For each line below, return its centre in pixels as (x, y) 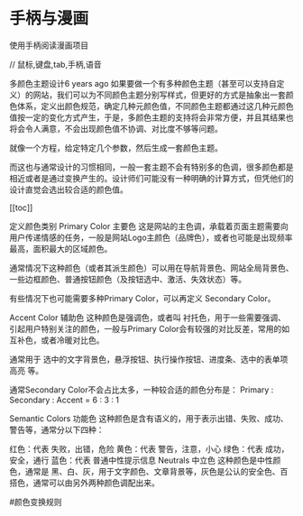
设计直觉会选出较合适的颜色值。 (69, 189)
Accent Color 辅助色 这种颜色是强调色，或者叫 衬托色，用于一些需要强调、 (148, 318)
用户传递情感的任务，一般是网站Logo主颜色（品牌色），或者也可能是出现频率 (151, 237)
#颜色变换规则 (36, 502)
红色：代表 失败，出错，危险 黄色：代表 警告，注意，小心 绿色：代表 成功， (149, 448)
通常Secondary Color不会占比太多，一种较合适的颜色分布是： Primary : (142, 390)
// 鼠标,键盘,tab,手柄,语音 (55, 64)
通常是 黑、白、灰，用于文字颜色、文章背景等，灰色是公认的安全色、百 (156, 471)
